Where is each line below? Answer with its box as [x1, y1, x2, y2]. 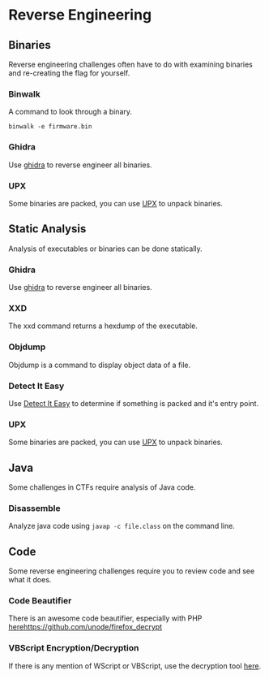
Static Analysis [8, 222, 87, 236]
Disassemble [8, 502, 61, 513]
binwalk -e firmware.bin [8, 123, 92, 131]
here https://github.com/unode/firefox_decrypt [8, 622, 163, 632]
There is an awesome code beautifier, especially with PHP [8, 613, 203, 623]
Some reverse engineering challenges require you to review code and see [8, 566, 255, 576]
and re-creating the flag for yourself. [8, 68, 130, 78]
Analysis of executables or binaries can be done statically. [8, 244, 203, 253]
